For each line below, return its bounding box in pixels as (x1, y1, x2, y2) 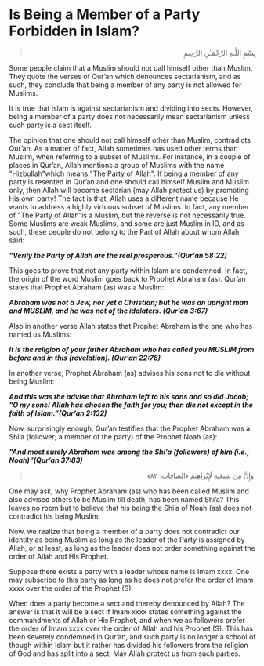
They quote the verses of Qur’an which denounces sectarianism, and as (9, 71, 241, 81)
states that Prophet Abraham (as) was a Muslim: (9, 282, 164, 292)
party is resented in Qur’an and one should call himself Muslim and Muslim (9, 177, 250, 186)
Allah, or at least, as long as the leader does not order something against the (9, 543, 255, 552)
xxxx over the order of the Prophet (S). (9, 583, 134, 593)
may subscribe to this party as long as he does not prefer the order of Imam (9, 575, 254, 584)
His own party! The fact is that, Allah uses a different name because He (9, 194, 239, 203)
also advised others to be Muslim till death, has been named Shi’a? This (9, 494, 240, 504)
